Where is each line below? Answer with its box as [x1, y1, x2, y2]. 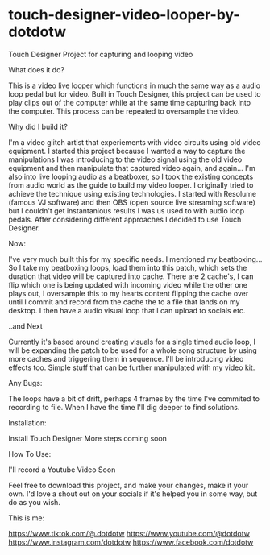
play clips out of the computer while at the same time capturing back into [8, 97, 251, 107]
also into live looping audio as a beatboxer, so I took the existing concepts [8, 172, 254, 181]
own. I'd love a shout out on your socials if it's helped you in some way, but [8, 489, 258, 499]
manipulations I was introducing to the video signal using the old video [8, 155, 243, 164]
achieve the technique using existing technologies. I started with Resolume [8, 188, 256, 198]
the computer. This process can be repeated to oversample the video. [8, 106, 240, 116]
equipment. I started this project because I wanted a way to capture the [8, 146, 246, 155]
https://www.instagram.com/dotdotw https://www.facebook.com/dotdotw [8, 537, 254, 547]
